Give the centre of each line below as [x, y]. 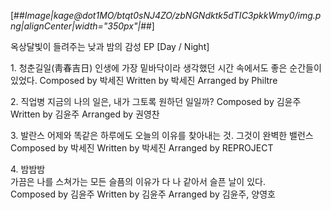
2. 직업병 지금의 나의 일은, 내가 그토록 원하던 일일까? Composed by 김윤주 [156, 101]
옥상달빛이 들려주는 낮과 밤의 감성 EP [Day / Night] [110, 46]
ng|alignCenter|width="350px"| [76, 26]
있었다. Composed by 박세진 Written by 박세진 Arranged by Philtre [144, 80]
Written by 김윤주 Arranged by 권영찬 [85, 114]
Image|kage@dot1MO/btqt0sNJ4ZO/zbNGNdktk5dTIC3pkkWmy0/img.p [173, 15]
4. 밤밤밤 [28, 169]
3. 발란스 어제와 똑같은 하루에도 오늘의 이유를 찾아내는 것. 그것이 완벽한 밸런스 [162, 135]
